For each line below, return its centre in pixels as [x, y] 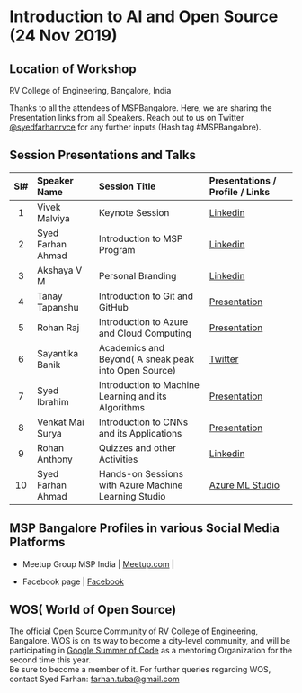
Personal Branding [138, 275]
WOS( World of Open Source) [93, 610]
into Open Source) [138, 370]
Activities [118, 459]
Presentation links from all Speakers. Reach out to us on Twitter [127, 117]
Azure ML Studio [244, 485]
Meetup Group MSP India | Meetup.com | [98, 563]
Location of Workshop [73, 69]
